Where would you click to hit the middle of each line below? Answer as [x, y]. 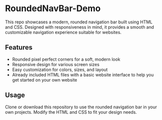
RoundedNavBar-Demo [53, 9]
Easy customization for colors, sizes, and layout [60, 69]
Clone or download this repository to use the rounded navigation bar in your [81, 107]
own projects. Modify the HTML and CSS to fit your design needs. [71, 112]
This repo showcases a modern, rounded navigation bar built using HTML [79, 22]
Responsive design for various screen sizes [56, 64]
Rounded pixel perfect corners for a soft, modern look [66, 59]
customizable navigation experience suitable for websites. [63, 32]
